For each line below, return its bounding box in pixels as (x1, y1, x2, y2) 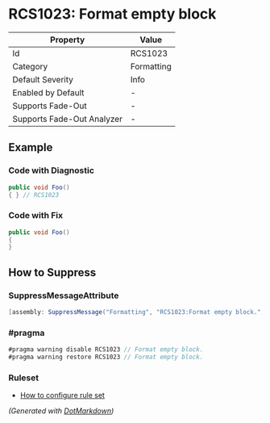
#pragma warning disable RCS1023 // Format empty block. (8, 346, 204, 354)
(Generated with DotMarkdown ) (8, 406, 114, 416)
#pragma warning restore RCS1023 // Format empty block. (8, 353, 204, 362)
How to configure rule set (19, 391, 105, 400)
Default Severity (12, 73, 74, 85)
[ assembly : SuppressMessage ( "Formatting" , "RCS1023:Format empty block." (8, 308, 262, 316)
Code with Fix (8, 210, 64, 221)
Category (12, 61, 48, 72)
